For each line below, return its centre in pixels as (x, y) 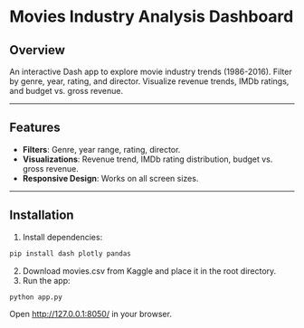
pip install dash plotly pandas (70, 253)
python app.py (36, 297)
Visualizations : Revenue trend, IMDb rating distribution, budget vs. (147, 159)
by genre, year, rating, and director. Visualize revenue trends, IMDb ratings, (149, 81)
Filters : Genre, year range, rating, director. (101, 149)
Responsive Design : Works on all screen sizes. (110, 178)
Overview (38, 50)
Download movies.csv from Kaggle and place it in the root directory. (149, 271)
